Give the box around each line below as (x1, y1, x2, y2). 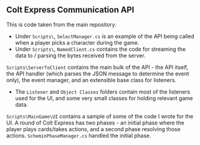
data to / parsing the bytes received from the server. (15, 51, 146, 59)
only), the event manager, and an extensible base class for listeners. (6, 76, 177, 83)
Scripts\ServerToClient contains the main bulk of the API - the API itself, (6, 63, 188, 71)
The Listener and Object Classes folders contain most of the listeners (15, 88, 190, 95)
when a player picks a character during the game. (15, 39, 139, 46)
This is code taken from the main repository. (6, 21, 117, 28)
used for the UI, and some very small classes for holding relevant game (15, 94, 193, 101)
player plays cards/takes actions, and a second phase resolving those (6, 125, 181, 132)
